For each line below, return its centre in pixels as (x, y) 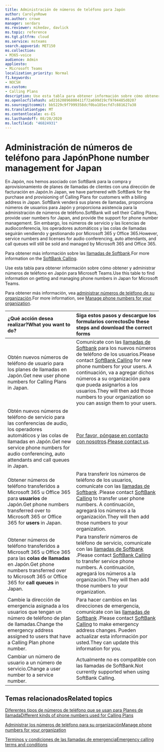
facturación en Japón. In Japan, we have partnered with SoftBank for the (78, 192)
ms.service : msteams (26, 42)
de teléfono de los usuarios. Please (115, 354)
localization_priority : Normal (37, 73)
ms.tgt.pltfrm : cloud (27, 37)
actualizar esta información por (112, 637)
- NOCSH (13, 82)
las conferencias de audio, (38, 423)
